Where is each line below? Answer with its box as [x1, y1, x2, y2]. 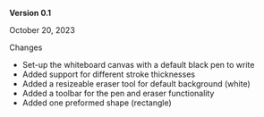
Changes [9, 42, 43, 53]
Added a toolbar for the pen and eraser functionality [21, 88, 215, 98]
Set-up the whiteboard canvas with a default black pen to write [21, 60, 255, 70]
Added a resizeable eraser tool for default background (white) [21, 79, 251, 88]
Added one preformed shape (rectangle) [21, 97, 172, 108]
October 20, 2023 [9, 25, 76, 35]
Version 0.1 [9, 8, 52, 18]
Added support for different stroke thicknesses [21, 69, 195, 79]
